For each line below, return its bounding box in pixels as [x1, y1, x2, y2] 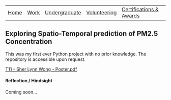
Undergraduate [45, 9, 81, 16]
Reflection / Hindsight [5, 78, 52, 84]
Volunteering [86, 9, 117, 16]
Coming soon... [5, 89, 37, 95]
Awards [121, 12, 140, 19]
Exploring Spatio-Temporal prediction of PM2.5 [5, 29, 158, 38]
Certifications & [121, 6, 159, 13]
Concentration [5, 38, 52, 46]
